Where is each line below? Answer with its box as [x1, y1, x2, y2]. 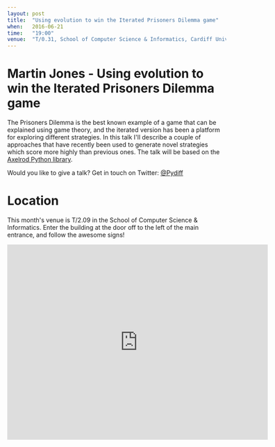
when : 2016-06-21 [7, 23, 64, 30]
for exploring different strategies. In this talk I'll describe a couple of [7, 133, 201, 142]
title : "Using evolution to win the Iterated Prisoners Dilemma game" [7, 17, 219, 24]
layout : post [7, 10, 45, 17]
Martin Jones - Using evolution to [7, 66, 204, 82]
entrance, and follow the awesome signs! [7, 230, 125, 239]
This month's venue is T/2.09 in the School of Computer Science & [7, 216, 198, 224]
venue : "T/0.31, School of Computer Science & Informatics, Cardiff [7, 36, 213, 43]
